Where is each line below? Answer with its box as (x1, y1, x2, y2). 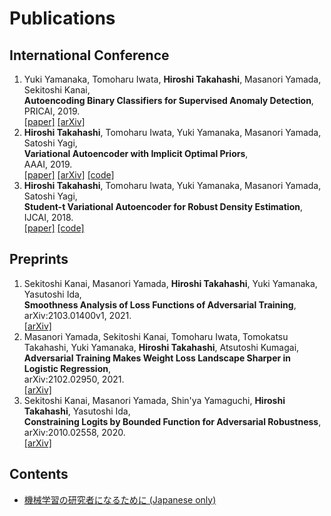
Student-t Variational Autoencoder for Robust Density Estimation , (23, 201, 304, 212)
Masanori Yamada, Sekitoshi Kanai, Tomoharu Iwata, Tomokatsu (23, 330, 289, 342)
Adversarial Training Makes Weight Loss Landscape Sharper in (23, 352, 292, 364)
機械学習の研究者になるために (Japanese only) (23, 493, 217, 506)
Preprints (9, 251, 69, 268)
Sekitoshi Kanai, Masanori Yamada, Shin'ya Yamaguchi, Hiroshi (23, 394, 286, 406)
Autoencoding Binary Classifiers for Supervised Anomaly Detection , (23, 95, 314, 106)
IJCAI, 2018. (23, 212, 74, 223)
